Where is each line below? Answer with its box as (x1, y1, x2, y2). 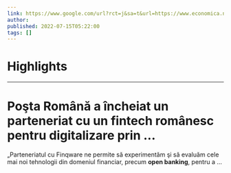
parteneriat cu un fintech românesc (7, 113, 214, 129)
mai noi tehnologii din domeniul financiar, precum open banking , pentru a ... (7, 158, 222, 166)
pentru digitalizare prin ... (7, 128, 156, 143)
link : (7, 10, 23, 17)
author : (7, 16, 30, 23)
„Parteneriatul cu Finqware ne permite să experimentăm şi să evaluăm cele (7, 150, 219, 159)
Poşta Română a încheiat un (7, 99, 169, 114)
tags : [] (7, 29, 32, 36)
